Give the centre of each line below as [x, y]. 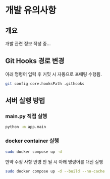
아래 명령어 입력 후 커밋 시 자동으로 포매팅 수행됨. [54, 74]
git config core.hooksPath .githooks [45, 84]
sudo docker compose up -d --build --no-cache [55, 171]
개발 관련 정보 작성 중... [28, 44]
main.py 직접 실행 [26, 116]
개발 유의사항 [31, 10]
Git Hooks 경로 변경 [35, 61]
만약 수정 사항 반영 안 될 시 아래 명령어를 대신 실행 [54, 162]
